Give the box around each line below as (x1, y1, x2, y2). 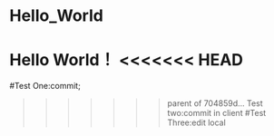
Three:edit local (167, 117, 227, 128)
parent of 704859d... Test (167, 98, 263, 109)
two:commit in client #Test (167, 108, 267, 119)
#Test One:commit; (9, 81, 82, 92)
